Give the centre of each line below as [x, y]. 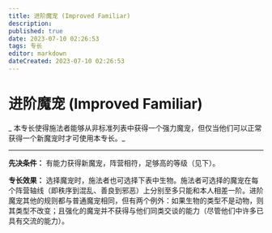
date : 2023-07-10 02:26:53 [54, 39]
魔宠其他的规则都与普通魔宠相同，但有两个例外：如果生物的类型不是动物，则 [136, 201]
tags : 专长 [25, 46]
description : [30, 24]
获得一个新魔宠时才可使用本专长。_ [67, 138]
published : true [36, 31]
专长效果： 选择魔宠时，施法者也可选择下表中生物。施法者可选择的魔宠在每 [134, 180]
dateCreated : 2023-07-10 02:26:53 [67, 62]
